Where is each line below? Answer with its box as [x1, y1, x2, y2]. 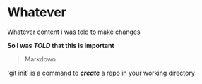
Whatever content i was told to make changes [7, 28, 141, 36]
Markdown [24, 54, 57, 64]
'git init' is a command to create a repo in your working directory [7, 68, 196, 77]
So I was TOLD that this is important [7, 41, 114, 49]
